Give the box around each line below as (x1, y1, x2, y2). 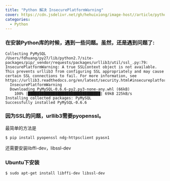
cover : (5, 12, 19, 17)
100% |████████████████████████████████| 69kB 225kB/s (14, 91, 133, 96)
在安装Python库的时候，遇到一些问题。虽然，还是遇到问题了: (5, 39, 155, 46)
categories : (5, 17, 30, 22)
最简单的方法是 (5, 125, 36, 131)
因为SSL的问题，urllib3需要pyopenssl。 (5, 113, 104, 120)
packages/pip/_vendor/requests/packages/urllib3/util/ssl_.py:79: (5, 60, 148, 65)
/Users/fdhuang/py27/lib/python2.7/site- (5, 55, 94, 61)
